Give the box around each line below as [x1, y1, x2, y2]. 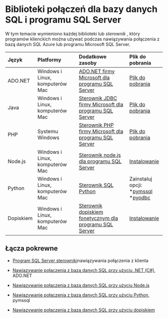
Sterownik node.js [78, 151, 121, 158]
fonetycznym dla [78, 214, 118, 221]
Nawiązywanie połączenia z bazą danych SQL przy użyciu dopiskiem [12, 306, 155, 313]
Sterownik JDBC [78, 94, 117, 101]
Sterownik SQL [78, 181, 114, 188]
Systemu [37, 127, 58, 134]
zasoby [78, 59, 97, 66]
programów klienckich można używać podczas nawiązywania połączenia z [5, 36, 160, 42]
